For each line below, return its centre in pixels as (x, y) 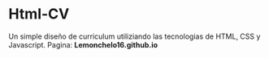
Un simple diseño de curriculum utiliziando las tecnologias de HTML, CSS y (134, 36)
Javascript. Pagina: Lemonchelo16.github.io (83, 44)
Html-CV (39, 14)
